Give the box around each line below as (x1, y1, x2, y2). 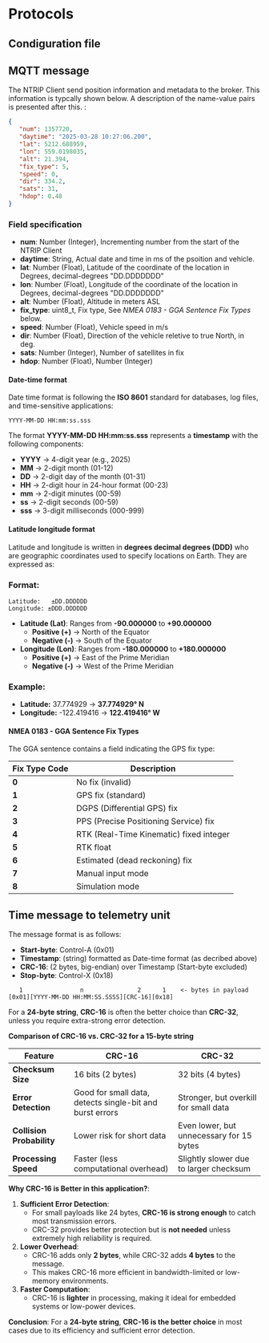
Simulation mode (75, 881, 140, 892)
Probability (12, 1135, 55, 1146)
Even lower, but (178, 1120, 236, 1131)
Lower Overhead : (19, 1242, 79, 1252)
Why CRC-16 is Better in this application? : (8, 1184, 151, 1194)
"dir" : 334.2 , (18, 177, 66, 185)
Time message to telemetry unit (8, 908, 171, 922)
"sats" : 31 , (18, 185, 59, 193)
